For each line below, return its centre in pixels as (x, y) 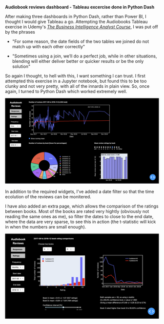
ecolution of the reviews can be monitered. (48, 196)
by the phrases (20, 32)
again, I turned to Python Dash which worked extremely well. (66, 91)
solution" (21, 66)
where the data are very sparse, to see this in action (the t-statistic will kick (81, 222)
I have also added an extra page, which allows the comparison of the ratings (82, 206)
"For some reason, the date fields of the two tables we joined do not (81, 41)
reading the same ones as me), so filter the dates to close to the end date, (79, 216)
